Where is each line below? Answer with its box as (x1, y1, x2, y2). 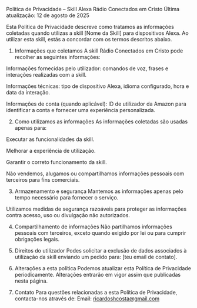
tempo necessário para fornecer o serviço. (14, 194, 119, 201)
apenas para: (14, 124, 47, 131)
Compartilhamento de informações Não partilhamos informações (14, 223, 172, 230)
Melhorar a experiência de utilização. (6, 148, 96, 154)
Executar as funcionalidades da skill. (6, 136, 95, 143)
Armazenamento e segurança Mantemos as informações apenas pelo (14, 188, 183, 195)
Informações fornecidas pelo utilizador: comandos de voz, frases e (6, 65, 169, 72)
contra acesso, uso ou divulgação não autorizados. (6, 212, 131, 218)
